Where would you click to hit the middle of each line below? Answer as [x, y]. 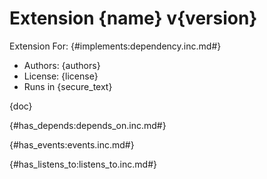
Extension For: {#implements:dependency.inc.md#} [115, 46]
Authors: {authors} [62, 65]
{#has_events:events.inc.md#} [72, 144]
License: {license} [61, 76]
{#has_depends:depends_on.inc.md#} [88, 125]
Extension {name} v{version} [133, 18]
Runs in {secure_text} [68, 86]
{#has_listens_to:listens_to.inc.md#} [83, 164]
